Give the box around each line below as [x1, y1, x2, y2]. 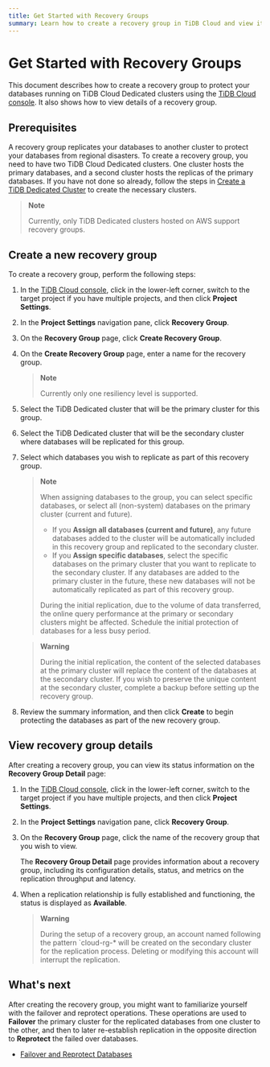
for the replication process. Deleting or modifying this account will [39, 946, 259, 956]
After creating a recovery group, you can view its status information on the [8, 760, 256, 769]
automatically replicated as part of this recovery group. [51, 585, 235, 595]
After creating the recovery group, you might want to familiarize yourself [8, 999, 247, 1009]
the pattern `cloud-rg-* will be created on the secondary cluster [39, 937, 252, 947]
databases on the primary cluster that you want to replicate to [51, 559, 257, 569]
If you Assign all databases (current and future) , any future [51, 525, 252, 535]
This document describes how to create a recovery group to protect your [8, 80, 251, 90]
